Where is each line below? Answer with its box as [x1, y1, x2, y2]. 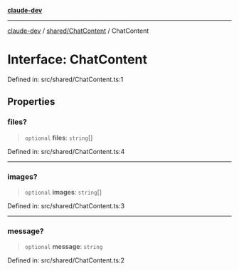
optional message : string [24, 242, 103, 251]
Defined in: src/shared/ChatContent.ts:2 [7, 256, 124, 265]
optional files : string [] [24, 133, 93, 142]
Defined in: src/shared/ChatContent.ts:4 [7, 147, 125, 155]
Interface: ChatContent [7, 51, 148, 68]
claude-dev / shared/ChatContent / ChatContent [7, 26, 149, 35]
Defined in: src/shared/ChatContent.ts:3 [7, 201, 125, 210]
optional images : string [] [24, 188, 102, 196]
